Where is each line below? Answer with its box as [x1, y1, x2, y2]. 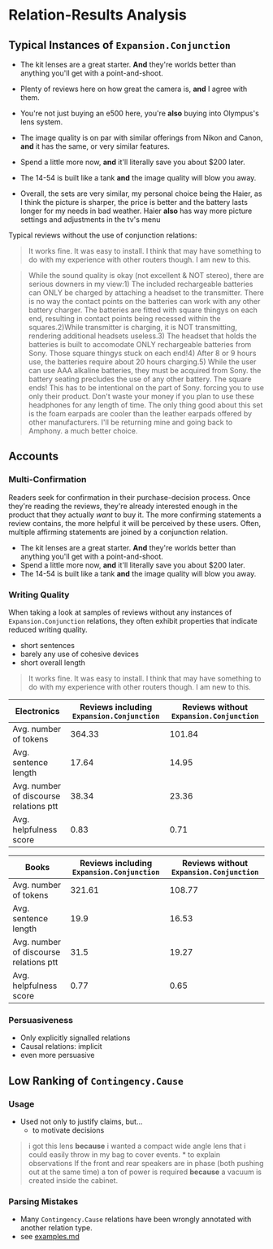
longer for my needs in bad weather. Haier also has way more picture [19, 206, 253, 215]
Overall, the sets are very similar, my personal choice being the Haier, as [19, 189, 262, 198]
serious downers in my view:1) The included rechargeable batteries [28, 279, 253, 289]
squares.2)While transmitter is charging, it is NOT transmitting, [28, 323, 238, 332]
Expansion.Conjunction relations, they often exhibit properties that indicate [8, 616, 258, 625]
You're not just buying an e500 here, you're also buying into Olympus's [19, 108, 260, 118]
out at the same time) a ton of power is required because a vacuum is [28, 1167, 262, 1177]
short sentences [19, 640, 76, 650]
